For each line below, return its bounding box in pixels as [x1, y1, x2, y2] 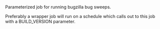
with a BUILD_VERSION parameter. [5, 19, 76, 24]
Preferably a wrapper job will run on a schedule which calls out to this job [5, 14, 156, 19]
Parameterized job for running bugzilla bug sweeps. [5, 4, 111, 10]
